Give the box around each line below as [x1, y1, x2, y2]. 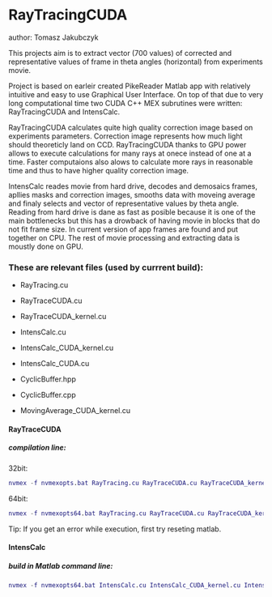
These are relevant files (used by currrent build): [8, 262, 204, 273]
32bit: [8, 463, 28, 473]
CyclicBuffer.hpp [19, 374, 77, 384]
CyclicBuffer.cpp [19, 390, 76, 400]
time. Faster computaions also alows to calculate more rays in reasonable [8, 156, 253, 167]
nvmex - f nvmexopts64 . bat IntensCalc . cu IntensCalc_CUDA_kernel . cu [8, 582, 241, 590]
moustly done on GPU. [8, 241, 83, 251]
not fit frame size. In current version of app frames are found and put [8, 224, 239, 234]
